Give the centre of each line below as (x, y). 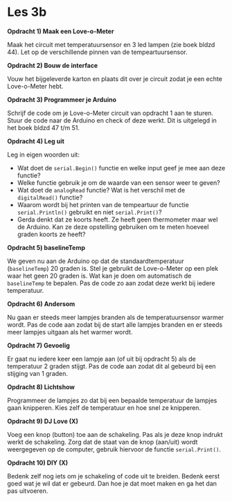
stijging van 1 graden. (37, 373)
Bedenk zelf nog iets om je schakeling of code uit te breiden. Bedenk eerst (114, 476)
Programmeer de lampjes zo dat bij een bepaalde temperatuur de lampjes (112, 400)
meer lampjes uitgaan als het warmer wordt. (70, 332)
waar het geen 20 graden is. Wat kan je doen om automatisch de (99, 276)
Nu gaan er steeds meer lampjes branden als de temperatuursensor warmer (116, 317)
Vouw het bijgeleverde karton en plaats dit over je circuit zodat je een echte (115, 79)
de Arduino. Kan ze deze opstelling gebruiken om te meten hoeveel (113, 226)
